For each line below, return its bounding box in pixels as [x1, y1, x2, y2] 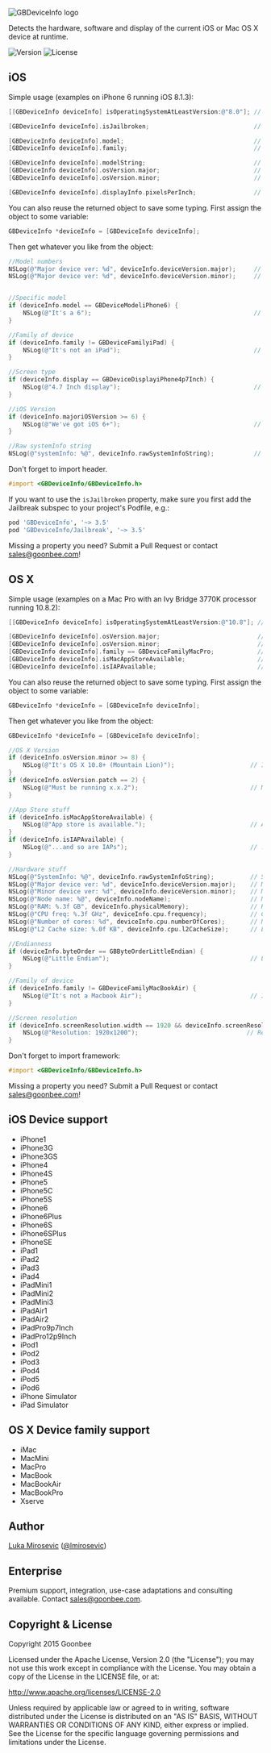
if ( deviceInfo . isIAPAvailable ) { [8, 835, 125, 844]
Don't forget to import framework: [8, 1051, 121, 1060]
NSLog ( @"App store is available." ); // [23, 821, 258, 829]
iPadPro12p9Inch [19, 1331, 77, 1341]
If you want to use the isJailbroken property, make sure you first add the [8, 494, 252, 504]
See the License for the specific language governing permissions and [8, 1729, 240, 1738]
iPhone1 [19, 1134, 47, 1144]
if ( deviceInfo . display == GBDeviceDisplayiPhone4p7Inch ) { [8, 376, 215, 384]
